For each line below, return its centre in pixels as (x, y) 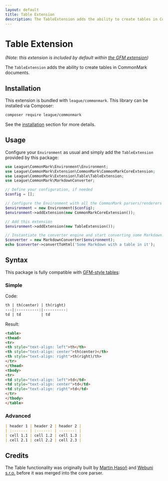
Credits (17, 455)
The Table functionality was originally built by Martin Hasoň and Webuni (79, 467)
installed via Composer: (29, 106)
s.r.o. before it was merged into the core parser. (54, 473)
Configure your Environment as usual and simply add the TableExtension (79, 152)
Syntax (16, 260)
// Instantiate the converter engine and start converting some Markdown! (85, 235)
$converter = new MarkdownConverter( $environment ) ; (60, 240)
